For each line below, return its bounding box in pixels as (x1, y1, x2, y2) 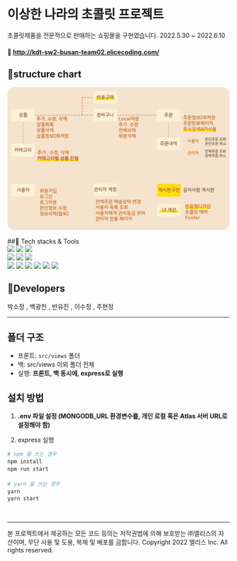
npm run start (7, 465, 49, 473)
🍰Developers (7, 283, 66, 295)
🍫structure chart (7, 68, 82, 80)
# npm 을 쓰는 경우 (7, 451, 57, 458)
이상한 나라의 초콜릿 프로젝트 (7, 6, 164, 23)
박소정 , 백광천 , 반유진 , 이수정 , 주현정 (7, 302, 114, 310)
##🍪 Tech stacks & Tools (7, 237, 80, 246)
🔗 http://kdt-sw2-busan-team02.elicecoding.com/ (7, 47, 160, 56)
